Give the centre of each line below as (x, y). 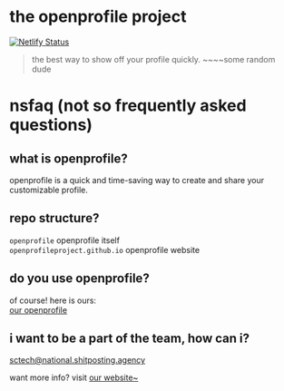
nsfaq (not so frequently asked (128, 106)
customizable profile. (49, 190)
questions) (51, 125)
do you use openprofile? (79, 279)
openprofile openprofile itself (65, 240)
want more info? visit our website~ (74, 377)
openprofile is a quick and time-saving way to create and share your (137, 180)
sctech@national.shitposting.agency (78, 360)
